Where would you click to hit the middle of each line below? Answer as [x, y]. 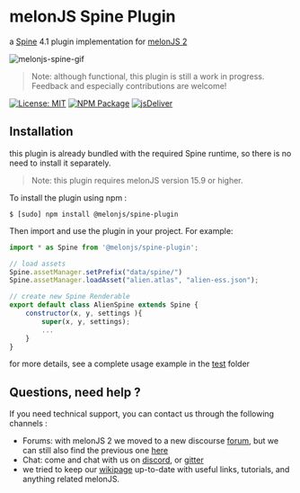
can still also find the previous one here [95, 451]
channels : [28, 424]
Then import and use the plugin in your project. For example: [121, 230]
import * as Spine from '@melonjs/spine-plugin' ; [104, 247]
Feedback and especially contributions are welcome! [129, 85]
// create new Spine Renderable [70, 297]
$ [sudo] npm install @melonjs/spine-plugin [94, 214]
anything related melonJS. [71, 480]
